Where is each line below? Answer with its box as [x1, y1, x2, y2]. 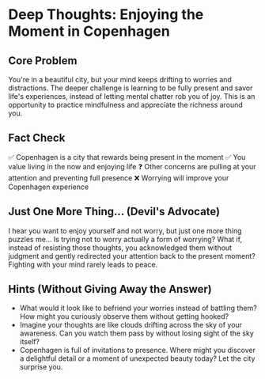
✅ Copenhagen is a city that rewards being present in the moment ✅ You [8, 152, 246, 161]
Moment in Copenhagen [8, 22, 170, 40]
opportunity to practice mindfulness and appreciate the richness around [8, 100, 243, 109]
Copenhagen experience [8, 182, 89, 191]
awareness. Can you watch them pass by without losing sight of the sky [19, 328, 255, 338]
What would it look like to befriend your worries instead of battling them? [19, 303, 257, 313]
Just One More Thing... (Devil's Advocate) [8, 205, 220, 218]
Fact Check [8, 131, 66, 145]
